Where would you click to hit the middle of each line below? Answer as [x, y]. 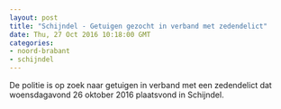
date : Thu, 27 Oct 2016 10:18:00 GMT [80, 34]
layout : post [34, 18]
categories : [32, 43]
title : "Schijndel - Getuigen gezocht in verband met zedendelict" [139, 26]
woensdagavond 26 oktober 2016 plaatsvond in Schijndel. [117, 95]
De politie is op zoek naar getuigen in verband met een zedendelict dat [140, 85]
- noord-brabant [40, 51]
